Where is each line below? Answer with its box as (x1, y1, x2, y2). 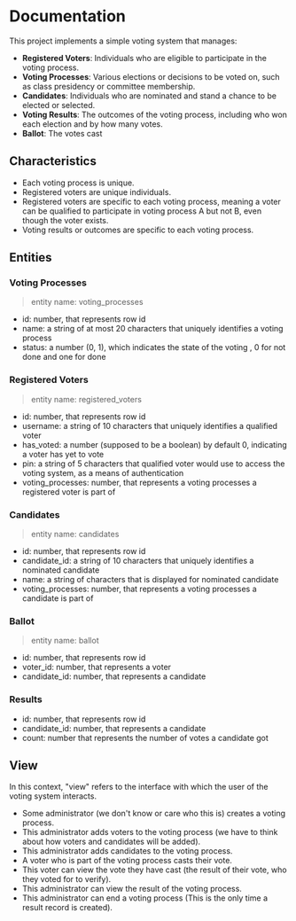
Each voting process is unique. (21, 177, 135, 188)
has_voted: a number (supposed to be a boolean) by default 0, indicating (21, 439, 288, 449)
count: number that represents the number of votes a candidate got (21, 732, 269, 743)
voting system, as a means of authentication (21, 467, 184, 478)
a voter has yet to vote (21, 449, 105, 459)
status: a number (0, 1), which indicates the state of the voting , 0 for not (21, 342, 286, 353)
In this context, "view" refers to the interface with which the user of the (9, 782, 269, 792)
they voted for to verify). (21, 874, 112, 885)
